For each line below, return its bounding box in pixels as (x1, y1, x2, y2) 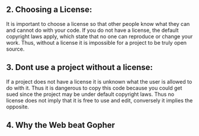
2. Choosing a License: (6, 5, 92, 15)
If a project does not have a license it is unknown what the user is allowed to (6, 78, 192, 85)
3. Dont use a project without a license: (6, 62, 153, 72)
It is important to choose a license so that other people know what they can (6, 20, 190, 27)
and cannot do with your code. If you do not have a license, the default (6, 26, 179, 34)
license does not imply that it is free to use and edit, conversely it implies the (6, 97, 193, 104)
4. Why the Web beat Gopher (6, 120, 115, 130)
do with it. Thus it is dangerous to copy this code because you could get (6, 84, 182, 91)
